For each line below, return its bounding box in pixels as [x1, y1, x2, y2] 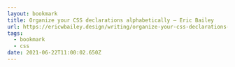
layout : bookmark [7, 10, 58, 17]
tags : [7, 29, 23, 37]
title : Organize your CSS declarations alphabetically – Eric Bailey [7, 17, 215, 24]
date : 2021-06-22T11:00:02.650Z [7, 50, 101, 57]
